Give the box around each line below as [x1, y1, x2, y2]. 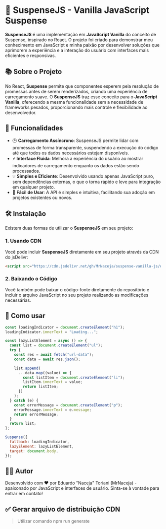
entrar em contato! [5, 491, 43, 497]
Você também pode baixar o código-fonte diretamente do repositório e [5, 286, 150, 292]
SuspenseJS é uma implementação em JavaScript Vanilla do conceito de [5, 31, 157, 37]
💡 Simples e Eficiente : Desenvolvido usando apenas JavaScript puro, [12, 173, 155, 179]
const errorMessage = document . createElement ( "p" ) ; [14, 402, 123, 407]
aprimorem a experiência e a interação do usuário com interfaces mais [5, 47, 149, 53]
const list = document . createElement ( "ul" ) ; [9, 343, 103, 348]
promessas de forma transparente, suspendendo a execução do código [12, 144, 159, 150]
